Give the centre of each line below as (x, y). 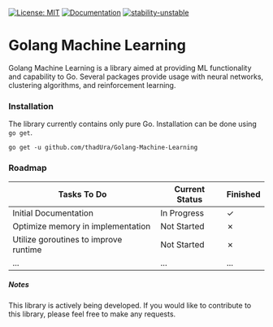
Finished (243, 194)
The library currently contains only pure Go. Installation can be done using (133, 124)
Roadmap (28, 168)
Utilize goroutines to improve (67, 239)
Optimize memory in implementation (82, 226)
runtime (27, 250)
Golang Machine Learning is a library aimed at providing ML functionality (130, 68)
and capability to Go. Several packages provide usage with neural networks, (136, 76)
